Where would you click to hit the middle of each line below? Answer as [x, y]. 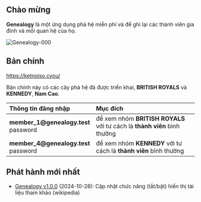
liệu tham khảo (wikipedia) [47, 193]
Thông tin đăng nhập [40, 108]
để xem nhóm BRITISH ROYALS [140, 118]
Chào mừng [28, 10]
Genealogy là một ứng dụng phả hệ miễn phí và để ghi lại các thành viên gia [100, 24]
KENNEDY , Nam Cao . [33, 94]
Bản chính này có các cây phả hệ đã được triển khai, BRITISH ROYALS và [97, 87]
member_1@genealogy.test [50, 122]
